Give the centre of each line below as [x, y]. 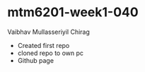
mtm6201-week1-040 [73, 12]
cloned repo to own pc [50, 53]
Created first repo [43, 45]
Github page [36, 60]
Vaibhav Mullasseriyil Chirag [49, 32]
